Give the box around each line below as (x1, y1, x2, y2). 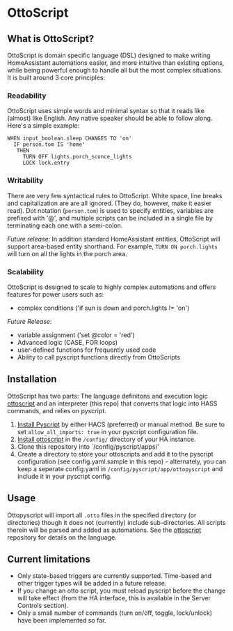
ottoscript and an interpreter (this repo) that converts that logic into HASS (7, 399, 218, 408)
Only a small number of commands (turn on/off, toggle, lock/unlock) (17, 609, 213, 617)
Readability (7, 91, 47, 101)
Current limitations (7, 553, 90, 565)
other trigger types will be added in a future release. (17, 579, 167, 588)
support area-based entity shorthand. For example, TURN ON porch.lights (7, 242, 218, 251)
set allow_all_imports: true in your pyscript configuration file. (17, 427, 198, 436)
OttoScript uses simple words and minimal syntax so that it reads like (7, 107, 205, 115)
